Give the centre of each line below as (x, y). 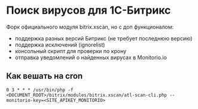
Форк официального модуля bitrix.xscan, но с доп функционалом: (90, 27)
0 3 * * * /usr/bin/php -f (40, 90)
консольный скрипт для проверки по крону (71, 51)
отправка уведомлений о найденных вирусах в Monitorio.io (91, 57)
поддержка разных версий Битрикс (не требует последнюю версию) (103, 38)
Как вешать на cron (45, 76)
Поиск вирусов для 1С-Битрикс (89, 10)
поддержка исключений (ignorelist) (60, 45)
